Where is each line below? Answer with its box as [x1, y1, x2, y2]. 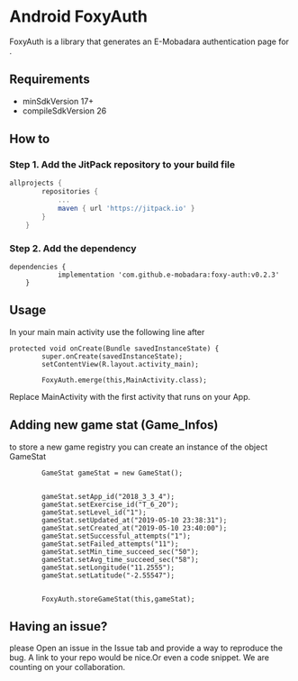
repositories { [41, 187, 99, 196]
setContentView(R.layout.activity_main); [41, 359, 200, 368]
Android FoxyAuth [9, 6, 149, 27]
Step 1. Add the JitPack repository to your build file [9, 159, 236, 171]
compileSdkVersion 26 [22, 105, 107, 116]
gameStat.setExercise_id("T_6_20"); [41, 500, 179, 509]
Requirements [9, 72, 90, 87]
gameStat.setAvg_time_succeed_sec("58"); [41, 555, 200, 564]
